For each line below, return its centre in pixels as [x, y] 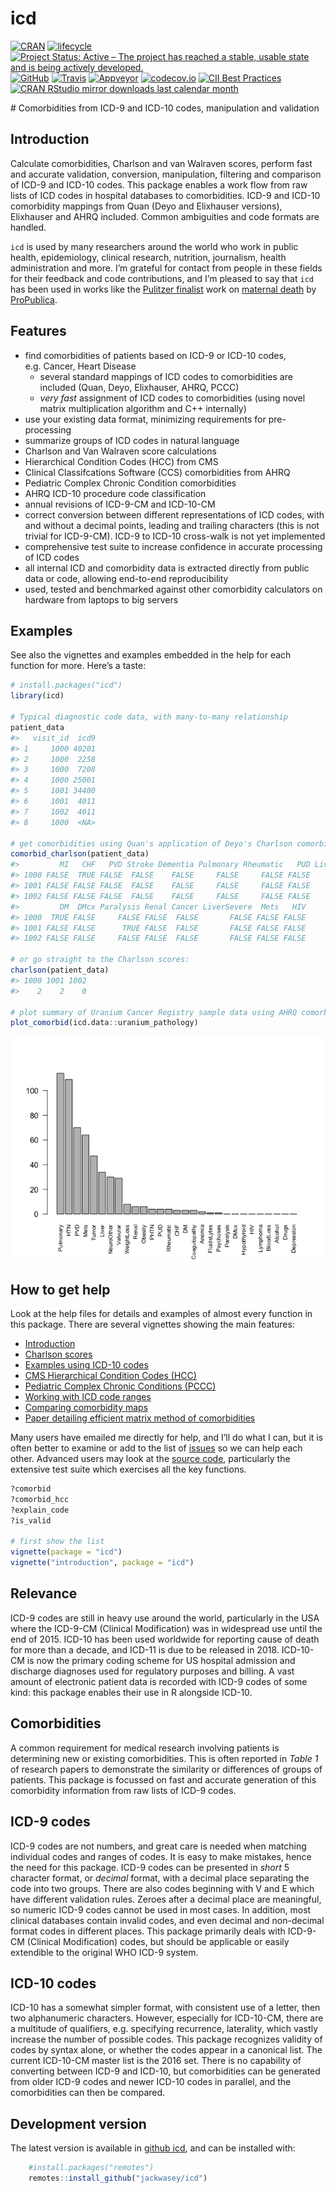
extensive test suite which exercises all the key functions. [128, 1469]
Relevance [44, 1593]
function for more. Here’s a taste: [78, 666]
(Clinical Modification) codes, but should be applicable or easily [158, 1941]
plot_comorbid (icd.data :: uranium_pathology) [104, 1023]
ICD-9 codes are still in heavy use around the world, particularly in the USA [165, 1618]
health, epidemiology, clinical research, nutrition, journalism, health [148, 257]
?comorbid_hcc [40, 1499]
